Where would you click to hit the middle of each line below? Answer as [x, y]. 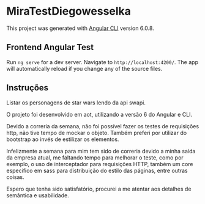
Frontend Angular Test [50, 47]
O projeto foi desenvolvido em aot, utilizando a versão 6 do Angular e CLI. [99, 114]
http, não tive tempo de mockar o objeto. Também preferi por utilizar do [97, 133]
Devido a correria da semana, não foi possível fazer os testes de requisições [103, 126]
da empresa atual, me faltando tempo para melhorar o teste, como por [95, 158]
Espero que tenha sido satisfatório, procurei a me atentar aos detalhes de [99, 189]
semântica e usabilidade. [38, 195]
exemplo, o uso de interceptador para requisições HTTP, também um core [100, 164]
